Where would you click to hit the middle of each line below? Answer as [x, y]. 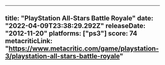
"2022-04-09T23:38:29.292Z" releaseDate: [75, 26]
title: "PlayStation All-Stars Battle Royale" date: [79, 18]
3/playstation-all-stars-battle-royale [63, 56]
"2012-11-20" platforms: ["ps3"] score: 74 [71, 34]
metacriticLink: [29, 41]
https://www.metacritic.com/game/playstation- [84, 49]
